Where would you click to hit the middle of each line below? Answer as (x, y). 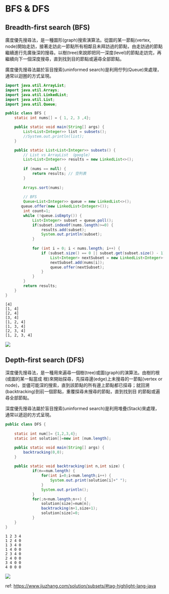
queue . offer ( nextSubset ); (77, 267)
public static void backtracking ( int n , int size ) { (69, 466)
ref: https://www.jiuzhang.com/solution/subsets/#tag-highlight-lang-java (81, 586)
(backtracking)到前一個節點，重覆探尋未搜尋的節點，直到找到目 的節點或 (80, 392)
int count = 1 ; (37, 211)
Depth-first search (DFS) (45, 360)
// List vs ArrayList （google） (58, 155)
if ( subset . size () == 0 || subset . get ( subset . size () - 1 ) (103, 253)
